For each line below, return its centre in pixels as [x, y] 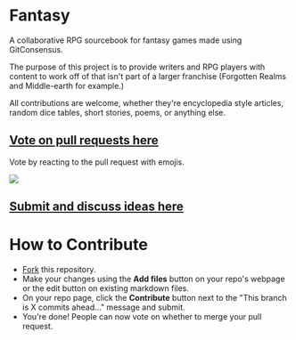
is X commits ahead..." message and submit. [103, 307]
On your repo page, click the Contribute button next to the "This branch [154, 298]
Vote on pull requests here [84, 140]
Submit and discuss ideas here [97, 207]
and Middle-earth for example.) [67, 85]
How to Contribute [79, 245]
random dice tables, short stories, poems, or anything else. [117, 112]
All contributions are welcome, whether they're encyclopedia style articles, [146, 102]
